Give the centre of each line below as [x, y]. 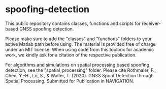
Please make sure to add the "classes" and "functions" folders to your [78, 39]
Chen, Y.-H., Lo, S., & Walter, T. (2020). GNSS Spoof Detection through [79, 75]
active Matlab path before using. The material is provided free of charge [80, 44]
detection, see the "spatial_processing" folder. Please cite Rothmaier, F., [81, 70]
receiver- [151, 23]
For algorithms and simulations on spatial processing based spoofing [77, 65]
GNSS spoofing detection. [47, 28]
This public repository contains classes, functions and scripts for [73, 23]
